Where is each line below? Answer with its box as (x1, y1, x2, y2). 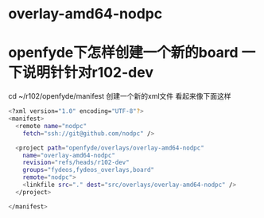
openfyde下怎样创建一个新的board (8, 44, 239, 62)
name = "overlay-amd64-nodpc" (22, 151, 115, 159)
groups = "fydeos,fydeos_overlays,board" (22, 166, 155, 174)
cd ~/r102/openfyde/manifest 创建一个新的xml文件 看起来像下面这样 (8, 91, 232, 101)
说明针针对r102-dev (22, 64, 153, 82)
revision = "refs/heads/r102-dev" (22, 158, 130, 167)
